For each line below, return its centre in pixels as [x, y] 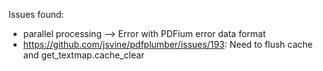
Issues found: [36, 14]
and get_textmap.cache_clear [83, 55]
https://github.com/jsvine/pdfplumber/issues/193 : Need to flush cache [167, 44]
